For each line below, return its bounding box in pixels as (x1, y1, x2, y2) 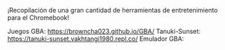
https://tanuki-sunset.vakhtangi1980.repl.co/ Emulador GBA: (7, 35, 184, 43)
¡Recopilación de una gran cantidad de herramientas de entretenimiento (7, 6, 219, 14)
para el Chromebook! (7, 13, 70, 22)
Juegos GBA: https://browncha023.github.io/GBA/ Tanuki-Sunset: (7, 27, 201, 35)
